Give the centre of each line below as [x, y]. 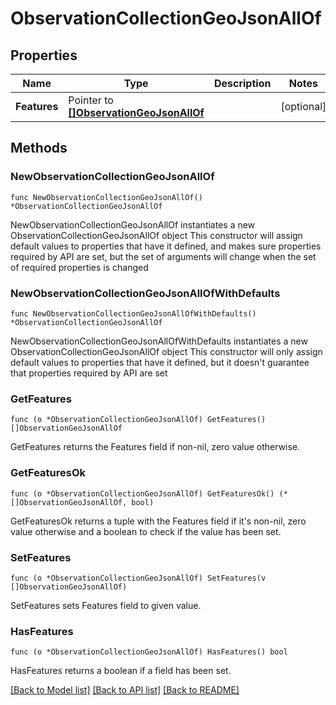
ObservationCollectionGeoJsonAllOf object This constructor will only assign [166, 351]
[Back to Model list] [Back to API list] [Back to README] [125, 690]
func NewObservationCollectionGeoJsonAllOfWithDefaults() [133, 313]
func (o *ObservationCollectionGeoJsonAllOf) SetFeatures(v [138, 578]
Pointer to [91, 100]
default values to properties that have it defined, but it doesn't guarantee [160, 362]
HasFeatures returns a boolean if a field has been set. [121, 671]
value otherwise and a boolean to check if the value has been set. [146, 531]
